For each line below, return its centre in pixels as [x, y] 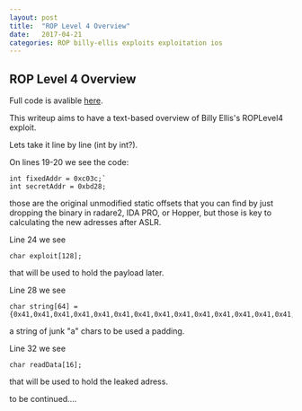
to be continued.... [43, 399]
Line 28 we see [37, 290]
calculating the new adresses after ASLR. [85, 223]
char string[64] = [44, 307]
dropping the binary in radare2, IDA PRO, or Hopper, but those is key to [141, 213]
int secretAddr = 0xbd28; [58, 187]
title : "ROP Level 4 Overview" [70, 26]
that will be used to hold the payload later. [87, 273]
